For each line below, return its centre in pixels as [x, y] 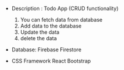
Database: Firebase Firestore [46, 50]
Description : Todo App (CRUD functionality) [65, 8]
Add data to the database [51, 26]
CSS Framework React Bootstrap [51, 61]
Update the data [40, 32]
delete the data [39, 38]
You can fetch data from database [61, 20]
